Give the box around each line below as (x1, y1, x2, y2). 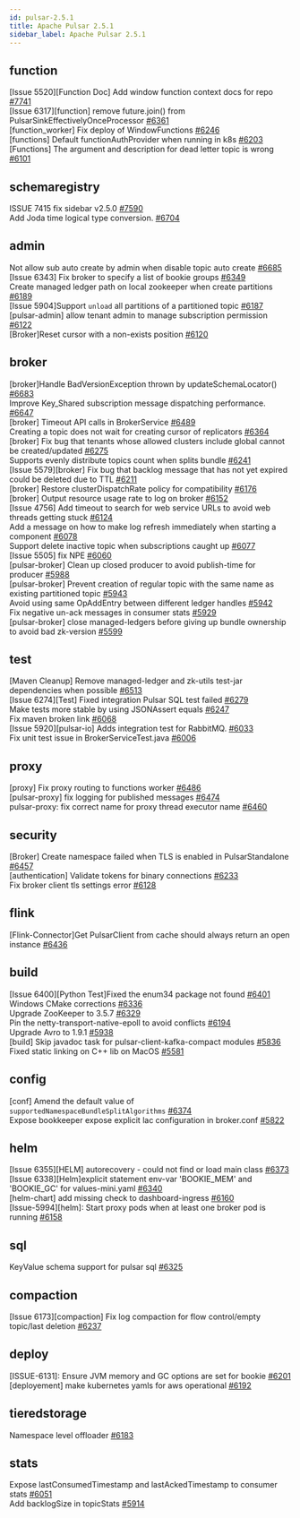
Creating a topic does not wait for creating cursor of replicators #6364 (9, 426, 270, 437)
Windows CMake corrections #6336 (9, 998, 143, 1008)
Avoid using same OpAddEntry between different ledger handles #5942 (9, 597, 273, 608)
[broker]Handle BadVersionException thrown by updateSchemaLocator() (9, 378, 278, 390)
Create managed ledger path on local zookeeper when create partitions (9, 281, 273, 292)
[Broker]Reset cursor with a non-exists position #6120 (9, 329, 209, 339)
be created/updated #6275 (9, 445, 109, 456)
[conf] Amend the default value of (9, 1095, 134, 1106)
